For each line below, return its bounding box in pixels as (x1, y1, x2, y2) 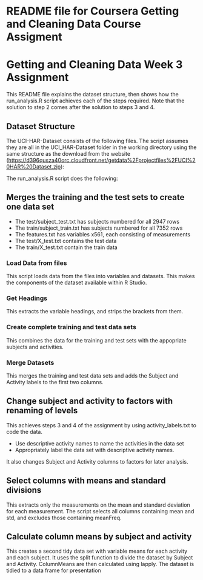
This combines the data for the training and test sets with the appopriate (6, 336, 187, 344)
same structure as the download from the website (6, 150, 131, 157)
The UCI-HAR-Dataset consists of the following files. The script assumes (6, 137, 189, 144)
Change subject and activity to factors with (6, 396, 173, 407)
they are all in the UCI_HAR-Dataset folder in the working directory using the (6, 144, 197, 151)
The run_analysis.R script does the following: (6, 175, 118, 182)
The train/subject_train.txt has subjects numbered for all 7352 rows (15, 224, 183, 232)
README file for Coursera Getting (6, 4, 179, 18)
